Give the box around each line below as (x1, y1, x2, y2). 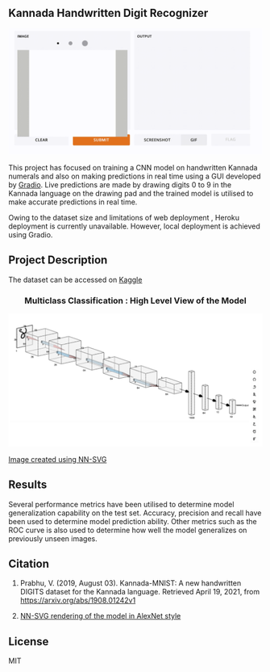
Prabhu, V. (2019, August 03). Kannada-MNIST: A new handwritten (19, 578, 242, 588)
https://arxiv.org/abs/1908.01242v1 (19, 595, 136, 605)
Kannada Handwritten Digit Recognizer (8, 6, 209, 20)
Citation (8, 556, 50, 570)
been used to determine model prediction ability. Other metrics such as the (8, 516, 257, 526)
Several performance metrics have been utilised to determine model (8, 499, 235, 509)
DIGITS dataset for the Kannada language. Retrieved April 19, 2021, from (19, 587, 260, 597)
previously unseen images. (8, 533, 98, 544)
